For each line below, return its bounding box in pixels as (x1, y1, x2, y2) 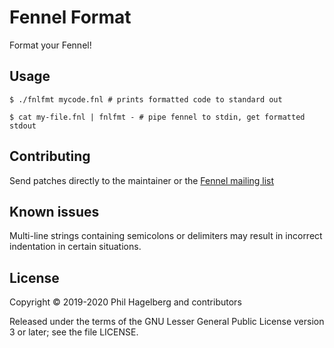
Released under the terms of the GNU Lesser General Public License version (9, 316, 325, 328)
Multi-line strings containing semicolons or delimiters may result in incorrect (9, 230, 323, 242)
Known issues (9, 203, 100, 220)
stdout (9, 121, 37, 131)
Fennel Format (9, 6, 132, 29)
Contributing (9, 148, 91, 165)
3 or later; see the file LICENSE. (9, 326, 139, 338)
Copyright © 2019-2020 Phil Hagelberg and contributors (9, 296, 242, 308)
